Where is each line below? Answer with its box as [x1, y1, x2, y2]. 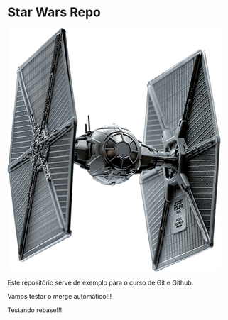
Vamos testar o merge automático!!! [7, 292, 112, 300]
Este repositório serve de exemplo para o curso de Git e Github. [7, 278, 194, 287]
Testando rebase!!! [7, 306, 63, 314]
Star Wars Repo [7, 4, 101, 21]
